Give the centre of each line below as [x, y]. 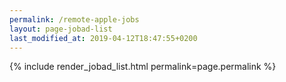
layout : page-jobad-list [61, 29]
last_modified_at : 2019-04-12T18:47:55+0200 [103, 38]
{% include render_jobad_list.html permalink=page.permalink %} [143, 67]
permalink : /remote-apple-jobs [74, 19]
